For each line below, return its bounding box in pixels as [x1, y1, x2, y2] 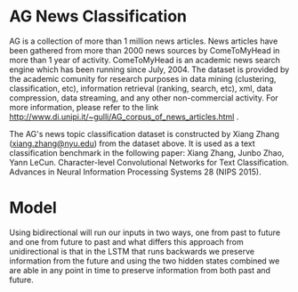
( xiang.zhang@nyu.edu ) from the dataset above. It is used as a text [9, 138, 255, 149]
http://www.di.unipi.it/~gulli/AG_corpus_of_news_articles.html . [9, 111, 239, 122]
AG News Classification [9, 6, 188, 27]
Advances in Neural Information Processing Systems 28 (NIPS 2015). [9, 166, 262, 177]
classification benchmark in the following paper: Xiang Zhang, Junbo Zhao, [9, 147, 285, 158]
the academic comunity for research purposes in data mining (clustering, [9, 73, 277, 84]
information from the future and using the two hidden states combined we [9, 255, 280, 266]
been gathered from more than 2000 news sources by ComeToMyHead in [9, 45, 280, 55]
